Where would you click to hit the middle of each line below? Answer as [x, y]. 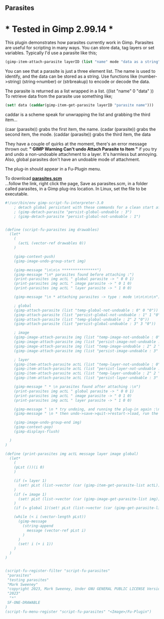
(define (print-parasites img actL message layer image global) [72, 454]
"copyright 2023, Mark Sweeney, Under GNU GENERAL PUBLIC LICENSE [76, 589]
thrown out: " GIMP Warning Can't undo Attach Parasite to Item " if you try [81, 149]
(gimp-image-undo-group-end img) [48, 423]
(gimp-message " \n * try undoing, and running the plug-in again [83, 409]
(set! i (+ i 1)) [36, 544]
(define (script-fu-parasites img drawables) [52, 230]
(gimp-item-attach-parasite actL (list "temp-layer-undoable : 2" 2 [85, 373]
